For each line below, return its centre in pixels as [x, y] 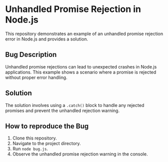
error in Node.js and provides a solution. [47, 39]
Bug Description [31, 55]
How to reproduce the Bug [47, 126]
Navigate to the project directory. [47, 143]
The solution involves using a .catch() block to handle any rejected [75, 105]
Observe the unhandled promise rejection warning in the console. [80, 154]
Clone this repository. [35, 138]
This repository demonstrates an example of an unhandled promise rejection [84, 33]
